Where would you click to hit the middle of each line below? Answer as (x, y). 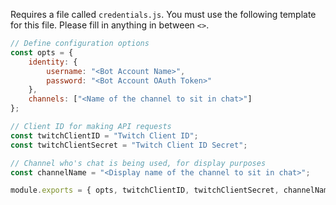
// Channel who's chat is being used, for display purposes (138, 163)
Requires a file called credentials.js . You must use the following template (163, 14)
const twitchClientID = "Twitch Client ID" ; (104, 135)
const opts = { (42, 52)
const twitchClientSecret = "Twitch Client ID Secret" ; (129, 145)
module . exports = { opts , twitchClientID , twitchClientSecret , (145, 190)
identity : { (53, 62)
